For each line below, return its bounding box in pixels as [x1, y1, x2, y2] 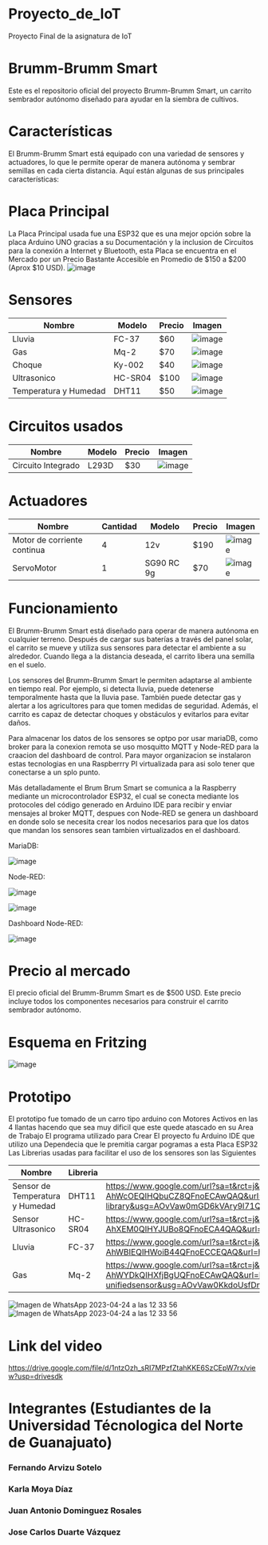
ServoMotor [12, 562, 57, 573]
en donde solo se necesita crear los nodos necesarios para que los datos [8, 817, 250, 827]
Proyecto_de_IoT [8, 5, 121, 23]
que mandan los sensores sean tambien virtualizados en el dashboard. [8, 825, 241, 835]
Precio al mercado [8, 962, 131, 980]
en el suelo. [8, 659, 46, 669]
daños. [8, 718, 31, 727]
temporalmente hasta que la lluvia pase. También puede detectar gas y [8, 692, 242, 702]
